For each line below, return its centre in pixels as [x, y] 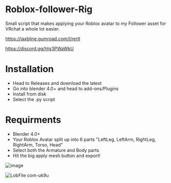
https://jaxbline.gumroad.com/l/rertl [43, 39]
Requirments [33, 120]
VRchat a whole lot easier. [33, 28]
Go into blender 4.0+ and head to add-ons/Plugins [66, 88]
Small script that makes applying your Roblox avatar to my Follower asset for [86, 23]
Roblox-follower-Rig [49, 9]
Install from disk [30, 94]
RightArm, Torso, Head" [38, 145]
